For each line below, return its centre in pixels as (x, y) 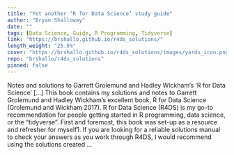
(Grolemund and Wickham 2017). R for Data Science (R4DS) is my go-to (110, 107)
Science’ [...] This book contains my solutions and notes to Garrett (102, 92)
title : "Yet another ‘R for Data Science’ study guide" (90, 14)
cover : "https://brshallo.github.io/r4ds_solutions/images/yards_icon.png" (119, 53)
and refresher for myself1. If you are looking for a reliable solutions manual (114, 129)
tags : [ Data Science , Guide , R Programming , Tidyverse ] (90, 33)
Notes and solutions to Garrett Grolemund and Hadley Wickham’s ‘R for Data (117, 85)
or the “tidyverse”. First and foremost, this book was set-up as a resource (112, 122)
